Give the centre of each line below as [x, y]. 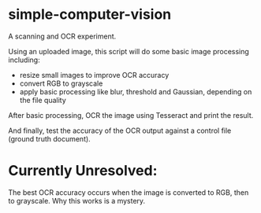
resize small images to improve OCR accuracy [94, 75]
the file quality [43, 100]
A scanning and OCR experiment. [62, 36]
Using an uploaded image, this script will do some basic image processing [129, 51]
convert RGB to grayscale [61, 83]
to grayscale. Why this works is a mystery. [77, 200]
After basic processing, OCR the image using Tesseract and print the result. [131, 115]
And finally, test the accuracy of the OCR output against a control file [120, 130]
